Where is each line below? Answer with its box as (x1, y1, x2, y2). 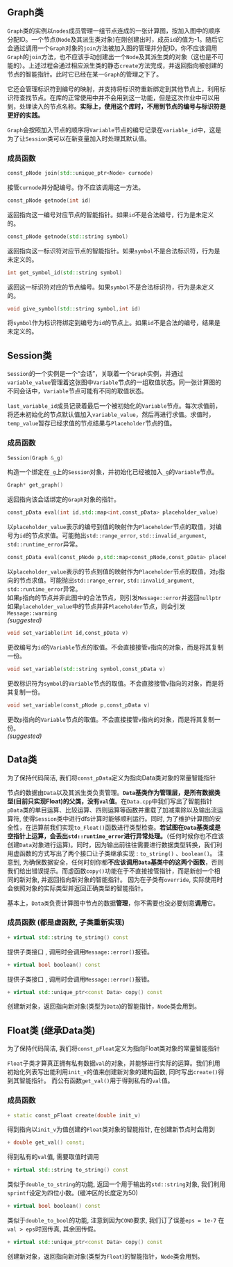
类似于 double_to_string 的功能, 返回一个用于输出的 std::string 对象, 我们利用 (7, 1180, 226, 1188)
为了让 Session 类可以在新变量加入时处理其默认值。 (7, 134, 151, 143)
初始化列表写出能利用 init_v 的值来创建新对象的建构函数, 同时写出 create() (7, 1068, 218, 1076)
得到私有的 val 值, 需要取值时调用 (7, 1153, 99, 1161)
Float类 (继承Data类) (7, 1024, 96, 1036)
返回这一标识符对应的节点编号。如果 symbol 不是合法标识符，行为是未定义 (7, 283, 214, 291)
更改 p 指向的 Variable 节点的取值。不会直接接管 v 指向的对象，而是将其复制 (7, 715, 215, 723)
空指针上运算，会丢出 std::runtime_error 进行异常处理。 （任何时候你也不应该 (7, 831, 224, 840)
